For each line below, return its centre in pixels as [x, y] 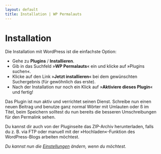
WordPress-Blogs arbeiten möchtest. [42, 137]
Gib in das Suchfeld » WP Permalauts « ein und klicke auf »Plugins [78, 66]
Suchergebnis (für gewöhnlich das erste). [54, 82]
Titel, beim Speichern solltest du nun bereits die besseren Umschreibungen [81, 112]
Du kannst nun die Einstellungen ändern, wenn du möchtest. [66, 146]
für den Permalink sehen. [30, 117]
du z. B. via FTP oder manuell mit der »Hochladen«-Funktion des [70, 132]
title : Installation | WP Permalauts [43, 14]
